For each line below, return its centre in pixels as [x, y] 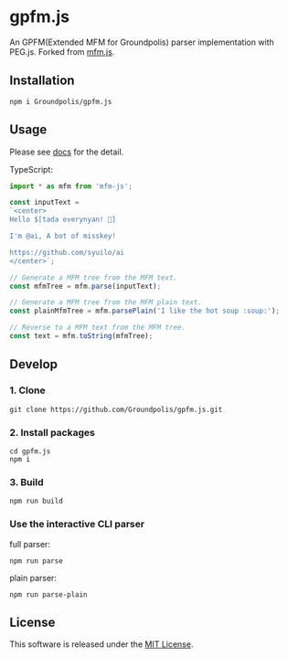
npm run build [37, 501]
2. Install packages [53, 432]
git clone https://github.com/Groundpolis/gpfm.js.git [116, 409]
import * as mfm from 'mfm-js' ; [71, 186]
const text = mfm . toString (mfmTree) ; [81, 336]
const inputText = [44, 203]
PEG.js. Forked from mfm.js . [62, 51]
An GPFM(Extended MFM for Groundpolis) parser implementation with [142, 42]
